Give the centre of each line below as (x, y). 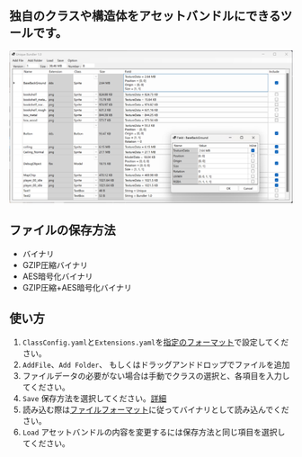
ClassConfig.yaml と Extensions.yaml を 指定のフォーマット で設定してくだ (155, 342)
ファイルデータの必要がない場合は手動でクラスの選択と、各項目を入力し (156, 375)
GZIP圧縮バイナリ (55, 264)
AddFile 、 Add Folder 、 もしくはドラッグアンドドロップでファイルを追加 (156, 364)
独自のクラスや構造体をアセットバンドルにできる (145, 16)
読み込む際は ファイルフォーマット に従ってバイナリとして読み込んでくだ (155, 409)
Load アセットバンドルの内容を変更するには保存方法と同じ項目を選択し (154, 432)
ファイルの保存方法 (62, 231)
